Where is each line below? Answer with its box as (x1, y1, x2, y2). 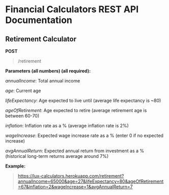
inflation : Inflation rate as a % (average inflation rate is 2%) (5, 123, 129, 128)
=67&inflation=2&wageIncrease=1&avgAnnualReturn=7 (17, 184, 133, 189)
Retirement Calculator (5, 35, 77, 43)
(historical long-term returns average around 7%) (5, 153, 109, 159)
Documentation (5, 14, 73, 26)
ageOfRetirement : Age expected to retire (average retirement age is (5, 107, 147, 113)
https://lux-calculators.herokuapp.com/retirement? (17, 173, 124, 179)
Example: (5, 163, 26, 169)
